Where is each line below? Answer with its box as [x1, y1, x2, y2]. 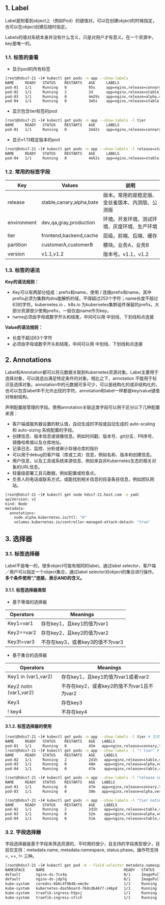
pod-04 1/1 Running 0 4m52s [5, 156, 100, 160]
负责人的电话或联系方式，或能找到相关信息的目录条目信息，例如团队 [12, 476, 150, 482]
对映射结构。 [5, 394, 31, 400]
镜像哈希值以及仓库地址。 [12, 439, 64, 445]
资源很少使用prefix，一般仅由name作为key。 [21, 308, 111, 314]
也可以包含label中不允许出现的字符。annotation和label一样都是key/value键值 [5, 388, 160, 394]
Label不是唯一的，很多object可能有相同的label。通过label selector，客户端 [5, 562, 156, 568]
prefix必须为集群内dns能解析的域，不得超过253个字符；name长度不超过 [12, 295, 159, 302]
